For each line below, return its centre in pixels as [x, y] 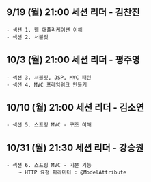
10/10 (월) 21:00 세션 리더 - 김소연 [75, 107]
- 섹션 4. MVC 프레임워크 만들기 [47, 84]
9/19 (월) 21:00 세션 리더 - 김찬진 [73, 12]
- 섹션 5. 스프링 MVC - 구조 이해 [49, 125]
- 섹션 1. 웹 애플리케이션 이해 [44, 30]
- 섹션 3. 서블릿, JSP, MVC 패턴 [49, 78]
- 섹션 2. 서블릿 [27, 37]
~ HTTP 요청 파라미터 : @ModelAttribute [73, 173]
